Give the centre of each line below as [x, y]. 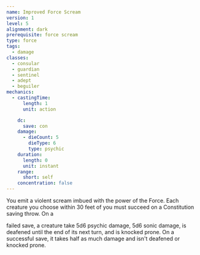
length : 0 [35, 160]
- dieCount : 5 [41, 138]
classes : [17, 58]
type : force [21, 41]
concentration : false [45, 183]
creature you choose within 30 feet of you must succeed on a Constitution [100, 207]
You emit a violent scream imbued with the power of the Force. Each [93, 201]
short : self [38, 178]
